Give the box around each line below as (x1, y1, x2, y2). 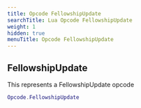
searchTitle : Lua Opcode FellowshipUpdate (7, 17, 133, 24)
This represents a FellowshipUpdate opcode (7, 80, 135, 88)
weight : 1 (7, 23, 36, 30)
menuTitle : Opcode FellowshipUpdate (7, 36, 114, 43)
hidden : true (7, 29, 45, 37)
